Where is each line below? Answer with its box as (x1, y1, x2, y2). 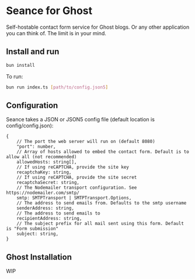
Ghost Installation (6, 252, 72, 262)
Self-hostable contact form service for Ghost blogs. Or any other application (6, 23, 190, 30)
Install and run (6, 47, 60, 57)
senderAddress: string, (16, 205, 75, 212)
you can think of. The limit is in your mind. (6, 29, 106, 36)
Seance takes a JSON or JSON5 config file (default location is (6, 116, 155, 123)
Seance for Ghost (6, 4, 93, 18)
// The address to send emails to (16, 210, 100, 216)
